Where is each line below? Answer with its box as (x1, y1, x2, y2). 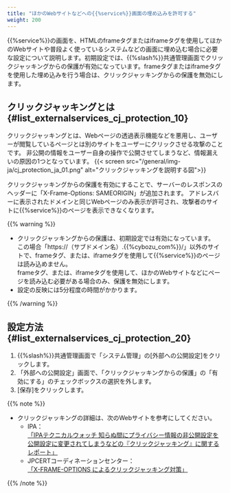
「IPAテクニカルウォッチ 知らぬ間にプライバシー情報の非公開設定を (27, 431, 219, 439)
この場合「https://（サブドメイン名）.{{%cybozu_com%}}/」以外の (16, 243, 208, 251)
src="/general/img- (126, 157, 181, 166)
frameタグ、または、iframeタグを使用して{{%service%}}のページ (35, 252, 221, 260)
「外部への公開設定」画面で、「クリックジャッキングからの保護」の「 (16, 369, 213, 377)
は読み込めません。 (16, 260, 72, 268)
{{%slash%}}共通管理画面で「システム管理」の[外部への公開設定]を (16, 351, 209, 360)
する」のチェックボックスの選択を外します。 (29, 377, 156, 386)
